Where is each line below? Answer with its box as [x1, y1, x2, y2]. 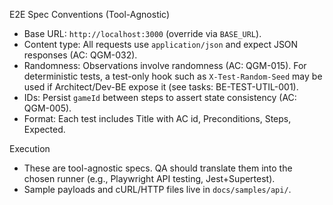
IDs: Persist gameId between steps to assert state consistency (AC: [23, 92, 297, 103]
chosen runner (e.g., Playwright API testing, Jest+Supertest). [23, 173, 276, 184]
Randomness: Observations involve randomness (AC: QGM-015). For [23, 60, 307, 71]
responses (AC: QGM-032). [23, 49, 138, 61]
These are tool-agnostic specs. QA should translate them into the [23, 162, 293, 174]
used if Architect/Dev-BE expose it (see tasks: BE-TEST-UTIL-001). [23, 81, 299, 93]
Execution [9, 143, 51, 154]
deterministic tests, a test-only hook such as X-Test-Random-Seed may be [23, 70, 323, 82]
